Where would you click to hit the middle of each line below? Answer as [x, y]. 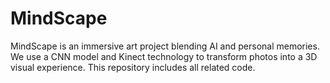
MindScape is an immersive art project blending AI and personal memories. [165, 46]
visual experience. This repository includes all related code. [133, 67]
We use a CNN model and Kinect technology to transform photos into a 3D [164, 56]
